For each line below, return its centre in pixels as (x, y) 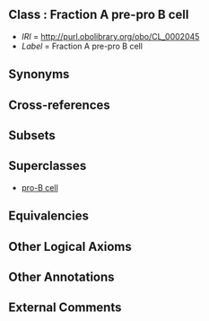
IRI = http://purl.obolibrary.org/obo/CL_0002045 (110, 36)
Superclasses (48, 166)
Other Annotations (61, 276)
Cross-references (60, 105)
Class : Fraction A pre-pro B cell (99, 15)
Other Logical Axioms (70, 246)
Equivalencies (48, 216)
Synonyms (39, 74)
